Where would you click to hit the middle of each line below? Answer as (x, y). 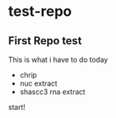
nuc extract (39, 83)
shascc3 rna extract (52, 92)
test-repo (40, 11)
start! (17, 107)
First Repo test (45, 41)
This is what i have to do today (58, 59)
